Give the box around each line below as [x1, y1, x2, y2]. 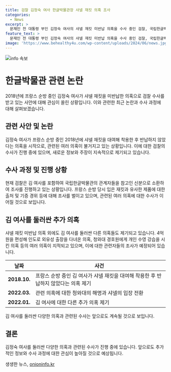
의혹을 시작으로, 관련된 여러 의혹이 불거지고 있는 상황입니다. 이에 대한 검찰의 [14, 143, 165, 149]
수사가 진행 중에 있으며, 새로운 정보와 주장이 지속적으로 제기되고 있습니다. [5, 149, 151, 155]
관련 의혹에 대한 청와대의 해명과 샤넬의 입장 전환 [35, 289, 144, 297]
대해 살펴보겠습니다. [5, 105, 45, 112]
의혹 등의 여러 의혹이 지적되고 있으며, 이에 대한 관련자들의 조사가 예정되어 [10, 243, 156, 249]
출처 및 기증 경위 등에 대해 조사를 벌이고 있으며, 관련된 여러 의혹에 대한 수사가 [5, 193, 159, 199]
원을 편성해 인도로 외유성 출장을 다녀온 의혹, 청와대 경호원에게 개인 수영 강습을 [5, 236, 160, 243]
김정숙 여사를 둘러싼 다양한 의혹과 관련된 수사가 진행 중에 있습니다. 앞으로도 [5, 343, 155, 350]
